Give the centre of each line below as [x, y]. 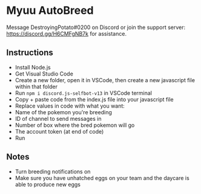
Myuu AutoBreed [50, 11]
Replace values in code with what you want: [70, 106]
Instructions [30, 53]
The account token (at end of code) [59, 131]
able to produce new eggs [48, 184]
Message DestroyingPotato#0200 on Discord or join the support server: [96, 27]
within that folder [36, 86]
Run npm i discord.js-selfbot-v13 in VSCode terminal [84, 93]
